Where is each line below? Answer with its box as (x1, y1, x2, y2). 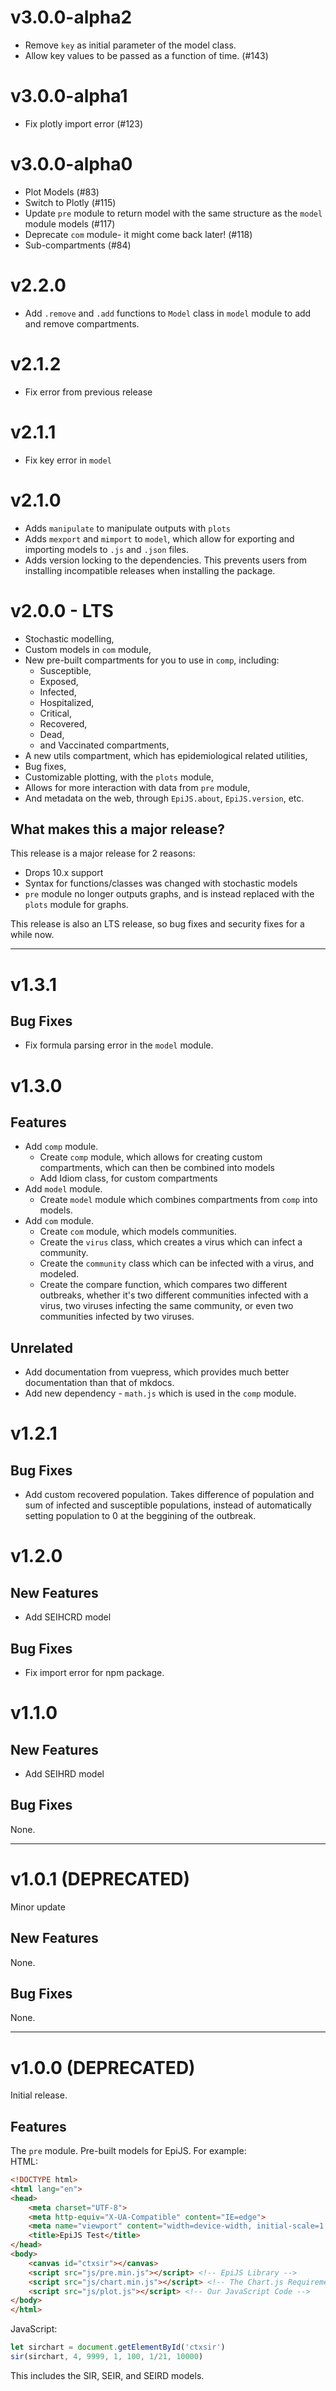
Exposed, (39, 675, 79, 687)
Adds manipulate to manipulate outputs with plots (24, 522, 231, 534)
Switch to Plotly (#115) (24, 196, 117, 208)
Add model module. (24, 1183, 103, 1195)
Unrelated (10, 1339, 74, 1356)
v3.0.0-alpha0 (10, 153, 133, 176)
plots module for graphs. (24, 899, 129, 911)
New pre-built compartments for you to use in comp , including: (24, 654, 280, 666)
